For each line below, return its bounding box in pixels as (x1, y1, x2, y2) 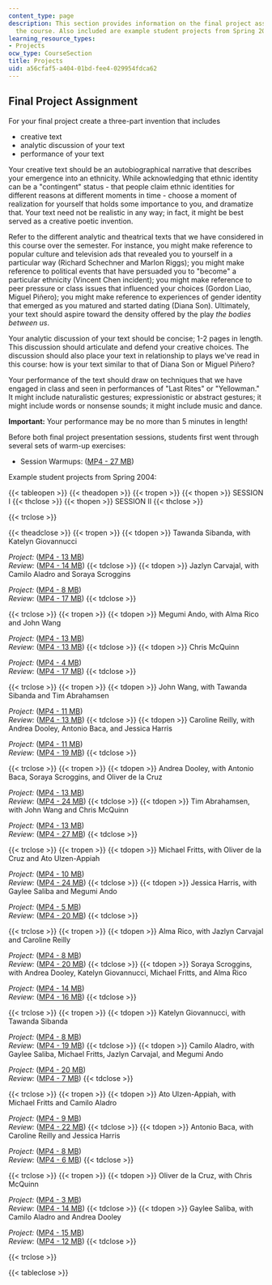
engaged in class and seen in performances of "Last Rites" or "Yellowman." (8, 384, 261, 393)
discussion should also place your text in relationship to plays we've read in (8, 350, 261, 360)
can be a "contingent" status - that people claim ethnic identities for (8, 181, 235, 191)
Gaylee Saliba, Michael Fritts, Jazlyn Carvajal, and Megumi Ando (8, 1049, 224, 1058)
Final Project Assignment (8, 95, 138, 108)
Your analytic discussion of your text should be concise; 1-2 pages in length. (8, 333, 263, 343)
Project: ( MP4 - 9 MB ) (8, 1113, 83, 1123)
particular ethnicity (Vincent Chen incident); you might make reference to (8, 274, 253, 284)
